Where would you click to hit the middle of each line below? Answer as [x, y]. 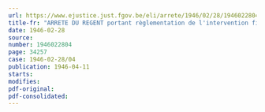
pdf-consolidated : [38, 96]
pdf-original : [32, 89]
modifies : [24, 81]
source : [21, 37]
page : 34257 [28, 52]
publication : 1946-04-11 [49, 67]
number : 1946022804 [40, 45]
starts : [21, 74]
